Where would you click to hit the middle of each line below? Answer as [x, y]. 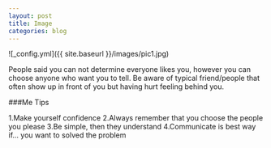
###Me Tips [29, 103]
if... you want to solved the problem [67, 135]
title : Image [30, 23]
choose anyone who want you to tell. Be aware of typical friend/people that [134, 78]
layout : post [30, 16]
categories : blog [38, 31]
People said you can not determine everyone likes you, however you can [130, 70]
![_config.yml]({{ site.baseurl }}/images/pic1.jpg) [89, 54]
